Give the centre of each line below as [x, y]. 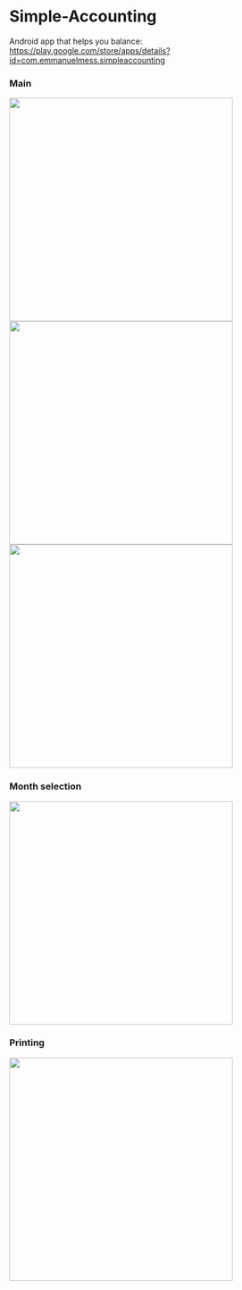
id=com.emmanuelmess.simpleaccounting [87, 60]
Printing [27, 1043]
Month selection [46, 786]
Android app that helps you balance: [76, 41]
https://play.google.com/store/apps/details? [90, 50]
